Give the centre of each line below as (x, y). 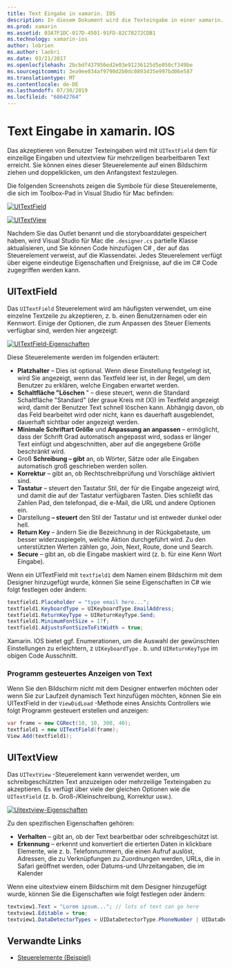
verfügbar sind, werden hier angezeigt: (63, 330)
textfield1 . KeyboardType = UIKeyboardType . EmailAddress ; (91, 609)
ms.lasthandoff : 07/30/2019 (48, 91)
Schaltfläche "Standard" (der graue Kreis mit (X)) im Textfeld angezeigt (118, 400)
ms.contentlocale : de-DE (43, 84)
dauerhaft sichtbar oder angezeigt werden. (78, 421)
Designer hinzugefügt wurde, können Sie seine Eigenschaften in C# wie (109, 582)
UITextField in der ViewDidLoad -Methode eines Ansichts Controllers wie (109, 703)
